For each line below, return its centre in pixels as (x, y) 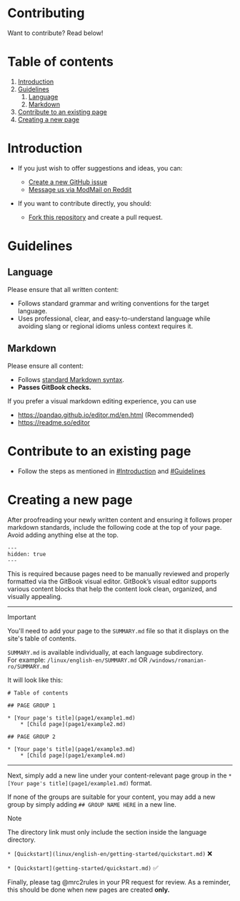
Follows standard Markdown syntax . (71, 379)
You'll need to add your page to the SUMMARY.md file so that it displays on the (118, 630)
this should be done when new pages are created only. (89, 890)
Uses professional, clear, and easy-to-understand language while (114, 318)
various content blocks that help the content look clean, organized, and (112, 589)
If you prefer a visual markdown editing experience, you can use (102, 401)
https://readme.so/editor (54, 422)
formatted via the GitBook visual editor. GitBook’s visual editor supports (112, 581)
